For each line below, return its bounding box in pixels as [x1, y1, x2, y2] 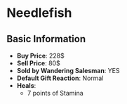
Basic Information [6, 33, 86, 45]
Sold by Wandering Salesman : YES [16, 67, 120, 74]
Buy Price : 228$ [16, 51, 65, 60]
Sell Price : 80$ [16, 59, 60, 67]
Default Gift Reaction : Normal [16, 74, 104, 82]
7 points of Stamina [27, 89, 83, 97]
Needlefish [6, 5, 72, 21]
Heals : [16, 82, 36, 89]
